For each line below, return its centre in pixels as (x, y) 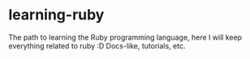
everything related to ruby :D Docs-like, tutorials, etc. (97, 45)
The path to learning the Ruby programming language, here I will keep (125, 37)
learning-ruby (56, 15)
